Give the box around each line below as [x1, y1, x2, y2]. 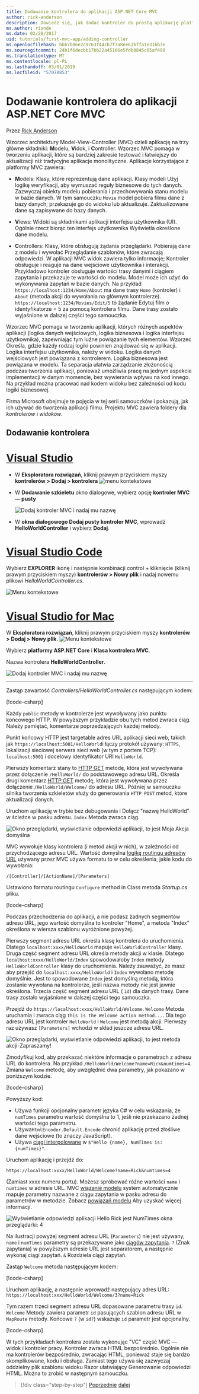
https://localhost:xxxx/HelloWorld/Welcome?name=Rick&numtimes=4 [6, 1168, 171, 1174]
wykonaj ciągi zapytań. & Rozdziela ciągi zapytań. [6, 1252, 127, 1259]
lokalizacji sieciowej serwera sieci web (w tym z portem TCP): [6, 747, 157, 754]
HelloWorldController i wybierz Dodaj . [14, 524, 110, 531]
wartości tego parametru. [14, 1119, 77, 1127]
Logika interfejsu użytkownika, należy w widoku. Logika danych [6, 348, 162, 356]
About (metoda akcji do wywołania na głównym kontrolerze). [14, 293, 162, 300]
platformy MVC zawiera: [6, 164, 65, 171]
